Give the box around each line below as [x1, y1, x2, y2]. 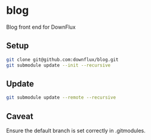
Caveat [6, 111, 34, 121]
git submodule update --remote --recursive [6, 95, 116, 101]
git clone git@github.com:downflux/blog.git [6, 56, 119, 63]
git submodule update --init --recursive [6, 62, 111, 68]
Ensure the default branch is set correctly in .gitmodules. [6, 127, 146, 134]
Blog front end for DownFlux [6, 23, 76, 31]
